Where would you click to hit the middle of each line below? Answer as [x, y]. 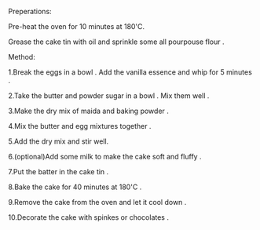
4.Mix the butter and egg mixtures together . [80, 126]
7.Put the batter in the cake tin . [59, 172]
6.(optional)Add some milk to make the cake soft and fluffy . [105, 157]
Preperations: [30, 11]
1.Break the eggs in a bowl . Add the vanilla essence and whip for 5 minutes [130, 72]
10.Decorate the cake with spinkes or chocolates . [88, 217]
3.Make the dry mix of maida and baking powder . [88, 111]
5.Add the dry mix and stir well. [59, 141]
